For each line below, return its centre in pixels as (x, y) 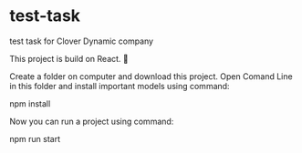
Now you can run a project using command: (92, 121)
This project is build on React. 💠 (69, 58)
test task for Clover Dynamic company (81, 41)
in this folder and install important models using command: (120, 86)
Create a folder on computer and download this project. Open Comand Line (151, 76)
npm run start (35, 138)
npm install (30, 103)
